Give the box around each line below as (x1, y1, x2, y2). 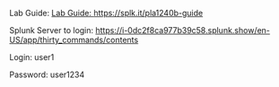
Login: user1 (9, 52, 55, 62)
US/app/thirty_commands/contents (9, 35, 139, 45)
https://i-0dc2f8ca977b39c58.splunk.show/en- (95, 25, 271, 35)
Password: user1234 (9, 69, 85, 80)
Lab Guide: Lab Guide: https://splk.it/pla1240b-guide (9, 8, 204, 18)
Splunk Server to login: (9, 25, 94, 35)
